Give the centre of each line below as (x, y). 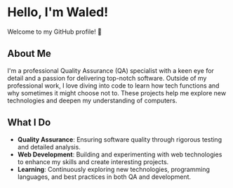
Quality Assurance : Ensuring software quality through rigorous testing (120, 139)
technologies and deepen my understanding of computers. (92, 100)
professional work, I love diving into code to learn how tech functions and (113, 86)
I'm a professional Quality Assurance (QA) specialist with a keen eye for (111, 70)
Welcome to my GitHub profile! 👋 (54, 32)
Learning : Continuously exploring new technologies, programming (114, 169)
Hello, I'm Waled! (58, 12)
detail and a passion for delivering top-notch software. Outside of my (107, 78)
